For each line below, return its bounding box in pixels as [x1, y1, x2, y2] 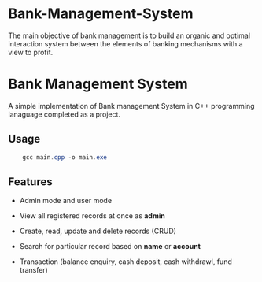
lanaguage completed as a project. [8, 109, 120, 119]
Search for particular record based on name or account [19, 242, 201, 251]
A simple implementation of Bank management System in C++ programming [8, 101, 255, 110]
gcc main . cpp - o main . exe [22, 153, 108, 161]
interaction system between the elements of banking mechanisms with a [8, 39, 243, 48]
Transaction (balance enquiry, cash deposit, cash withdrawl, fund [19, 257, 232, 266]
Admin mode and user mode [19, 196, 113, 206]
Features [8, 175, 53, 188]
